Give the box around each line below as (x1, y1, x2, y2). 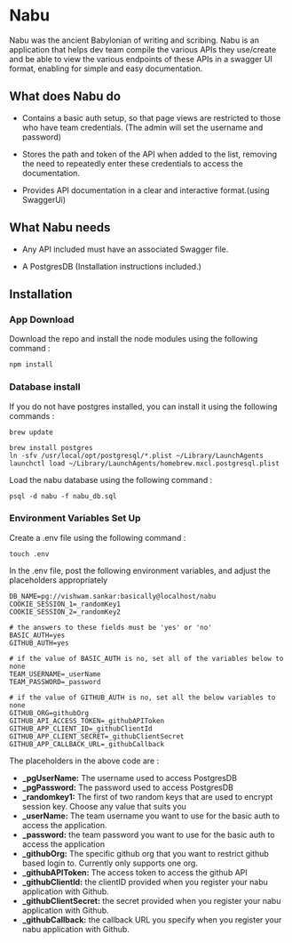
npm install (9, 360, 53, 369)
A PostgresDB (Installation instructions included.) (21, 261, 202, 271)
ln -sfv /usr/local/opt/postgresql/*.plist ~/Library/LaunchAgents (9, 451, 264, 460)
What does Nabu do (9, 89, 122, 104)
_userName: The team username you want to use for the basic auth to (21, 810, 280, 821)
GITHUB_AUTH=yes (9, 638, 69, 648)
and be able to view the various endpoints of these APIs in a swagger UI (9, 53, 272, 64)
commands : (9, 410, 55, 421)
